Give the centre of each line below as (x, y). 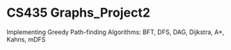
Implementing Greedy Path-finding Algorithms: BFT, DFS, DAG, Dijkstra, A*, (115, 32)
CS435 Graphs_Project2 (79, 13)
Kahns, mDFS (26, 39)
